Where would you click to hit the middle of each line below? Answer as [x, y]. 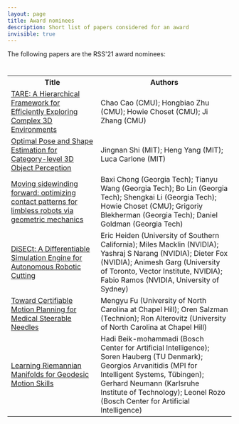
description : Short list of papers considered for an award [99, 27]
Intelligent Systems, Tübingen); [152, 375]
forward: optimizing [43, 193]
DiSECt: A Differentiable [51, 249]
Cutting [23, 276]
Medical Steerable [41, 319]
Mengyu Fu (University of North [154, 301]
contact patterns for [44, 202]
